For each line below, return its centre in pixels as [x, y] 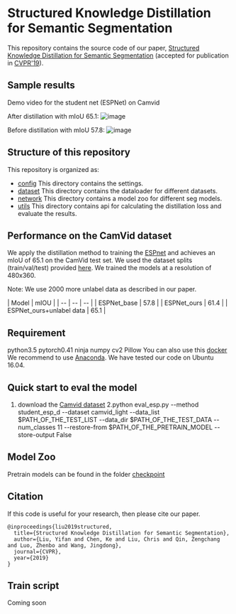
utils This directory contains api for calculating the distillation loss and [119, 206]
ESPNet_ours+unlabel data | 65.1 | [57, 311]
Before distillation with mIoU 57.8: [56, 130]
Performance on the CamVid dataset [90, 236]
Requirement [36, 333]
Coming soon [27, 603]
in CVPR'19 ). [26, 63]
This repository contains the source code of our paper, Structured [103, 48]
